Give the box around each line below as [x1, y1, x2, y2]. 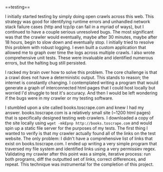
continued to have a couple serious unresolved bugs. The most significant [5, 29, 154, 34]
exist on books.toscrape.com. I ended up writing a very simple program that [5, 141, 157, 146]
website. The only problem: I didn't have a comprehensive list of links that [5, 136, 153, 141]
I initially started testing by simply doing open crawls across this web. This [5, 14, 154, 19]
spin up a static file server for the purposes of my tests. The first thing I [5, 125, 148, 131]
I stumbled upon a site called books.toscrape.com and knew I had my [5, 104, 145, 110]
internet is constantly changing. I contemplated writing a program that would [5, 80, 159, 86]
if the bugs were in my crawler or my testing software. [5, 95, 113, 101]
